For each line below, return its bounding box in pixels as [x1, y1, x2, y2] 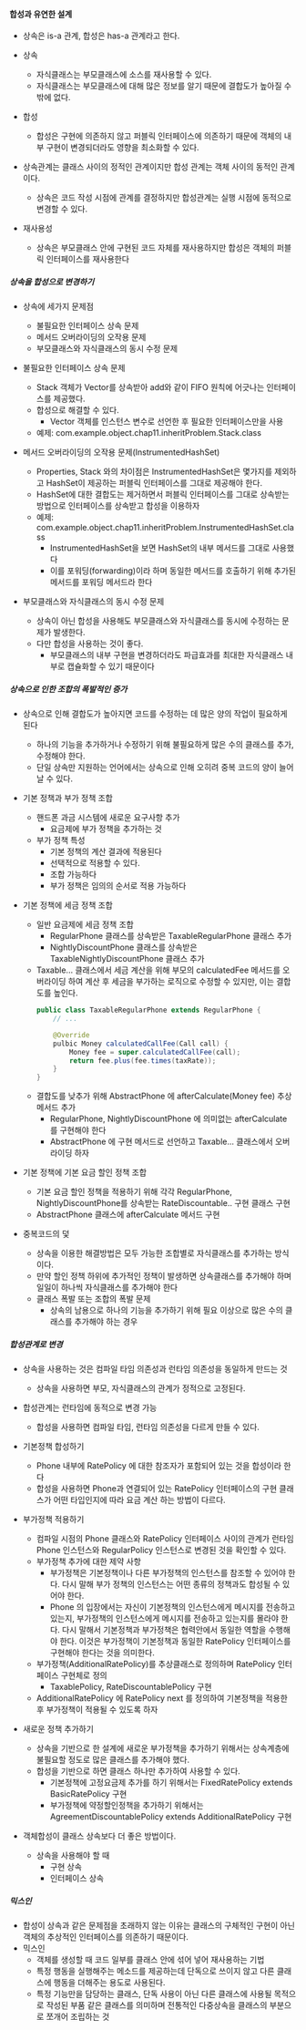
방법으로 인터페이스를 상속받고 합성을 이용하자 [36, 500, 200, 511]
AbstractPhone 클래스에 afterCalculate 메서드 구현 [36, 1209, 220, 1221]
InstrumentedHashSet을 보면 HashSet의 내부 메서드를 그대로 [49, 542, 270, 553]
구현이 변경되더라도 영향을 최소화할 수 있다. [46, 142, 199, 153]
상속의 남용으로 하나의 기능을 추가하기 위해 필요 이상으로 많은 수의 [49, 1304, 284, 1316]
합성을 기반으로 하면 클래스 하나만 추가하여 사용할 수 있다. [36, 1766, 241, 1777]
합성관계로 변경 [9, 1338, 64, 1349]
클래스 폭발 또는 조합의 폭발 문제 [36, 1293, 151, 1304]
